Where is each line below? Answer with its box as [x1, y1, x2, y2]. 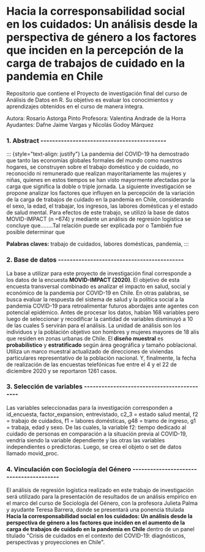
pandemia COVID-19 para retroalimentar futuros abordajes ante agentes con [6, 302, 199, 309]
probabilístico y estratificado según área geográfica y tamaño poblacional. [6, 341, 198, 349]
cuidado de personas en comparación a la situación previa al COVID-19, [6, 430, 188, 437]
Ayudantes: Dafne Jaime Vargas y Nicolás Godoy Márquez [6, 121, 154, 128]
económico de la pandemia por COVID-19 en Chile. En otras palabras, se [6, 289, 190, 297]
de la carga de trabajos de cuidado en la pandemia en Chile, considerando [6, 196, 194, 203]
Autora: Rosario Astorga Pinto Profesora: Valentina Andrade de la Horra [6, 115, 186, 122]
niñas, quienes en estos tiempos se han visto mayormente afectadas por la [6, 176, 195, 184]
